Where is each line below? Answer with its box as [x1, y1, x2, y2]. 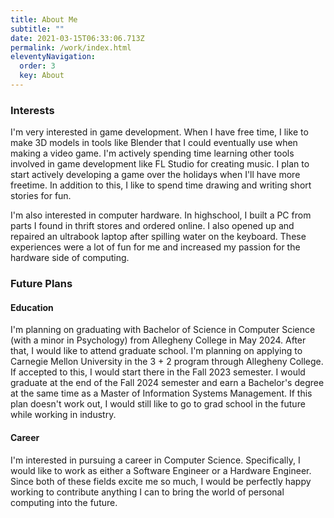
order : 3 [19, 61, 56, 71]
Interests [10, 103, 55, 117]
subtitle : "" [10, 24, 65, 34]
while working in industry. [10, 409, 117, 421]
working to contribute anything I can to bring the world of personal [10, 486, 285, 498]
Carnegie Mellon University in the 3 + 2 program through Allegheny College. [10, 356, 324, 368]
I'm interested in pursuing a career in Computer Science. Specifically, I [10, 454, 301, 466]
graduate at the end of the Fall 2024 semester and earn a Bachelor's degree [10, 377, 325, 389]
